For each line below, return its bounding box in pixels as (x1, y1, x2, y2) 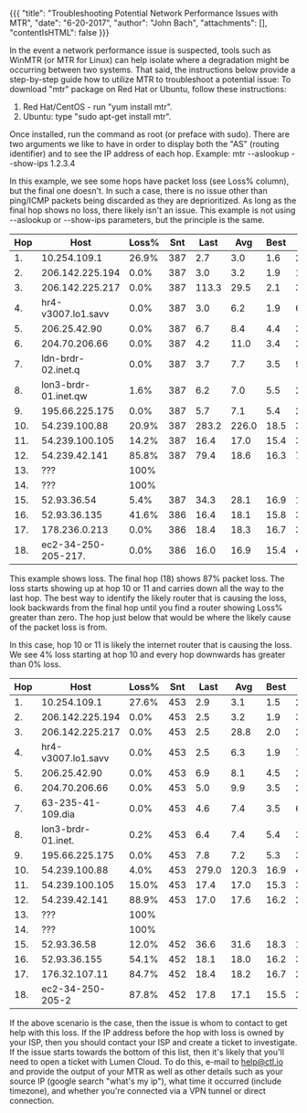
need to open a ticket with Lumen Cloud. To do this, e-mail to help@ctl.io (9, 1056, 284, 1067)
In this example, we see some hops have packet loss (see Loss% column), (9, 175, 290, 186)
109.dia (40, 808, 75, 821)
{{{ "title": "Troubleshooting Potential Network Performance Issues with (9, 8, 279, 18)
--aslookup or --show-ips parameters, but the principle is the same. (9, 215, 265, 225)
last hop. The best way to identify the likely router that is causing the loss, (9, 593, 287, 603)
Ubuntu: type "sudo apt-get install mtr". (22, 111, 172, 122)
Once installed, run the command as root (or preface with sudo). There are (9, 129, 291, 140)
